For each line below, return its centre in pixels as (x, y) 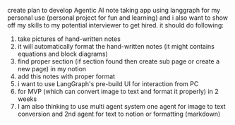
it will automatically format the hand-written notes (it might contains (116, 46)
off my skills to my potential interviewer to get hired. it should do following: (116, 25)
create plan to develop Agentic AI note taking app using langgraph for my (114, 10)
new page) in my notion (52, 69)
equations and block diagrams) (62, 54)
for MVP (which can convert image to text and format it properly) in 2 (118, 91)
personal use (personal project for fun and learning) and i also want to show (117, 18)
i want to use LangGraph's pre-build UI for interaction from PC (108, 84)
